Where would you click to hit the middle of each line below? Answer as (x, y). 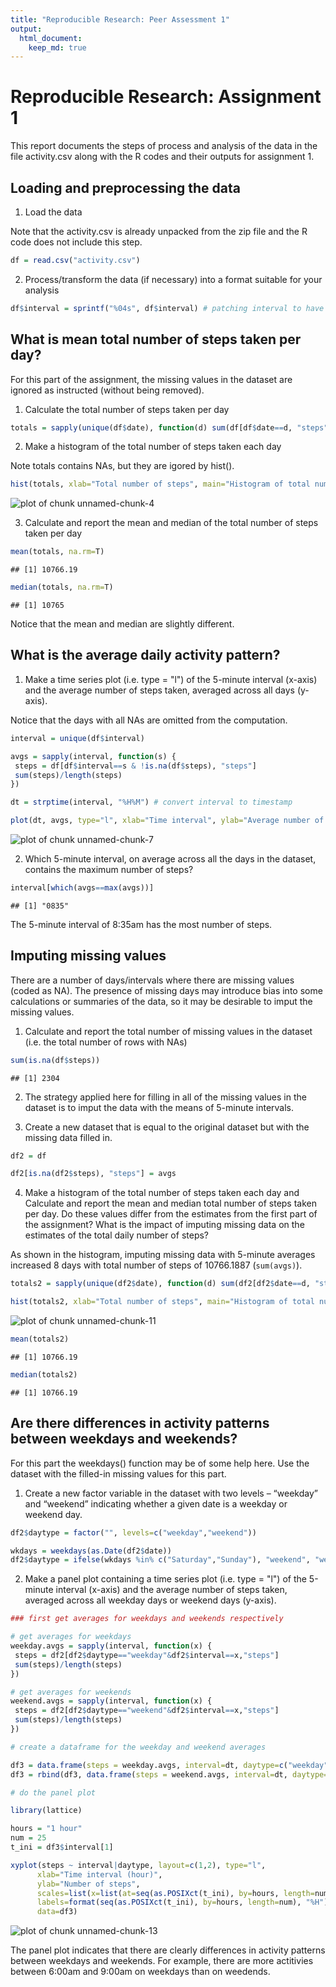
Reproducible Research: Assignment (166, 97)
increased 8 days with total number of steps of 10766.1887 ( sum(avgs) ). (156, 1265)
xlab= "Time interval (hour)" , (99, 1874)
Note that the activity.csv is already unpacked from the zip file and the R (159, 231)
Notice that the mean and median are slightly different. (122, 624)
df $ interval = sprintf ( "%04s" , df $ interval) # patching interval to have (167, 308)
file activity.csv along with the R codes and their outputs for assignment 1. (162, 157)
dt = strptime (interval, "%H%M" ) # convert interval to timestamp (151, 802)
